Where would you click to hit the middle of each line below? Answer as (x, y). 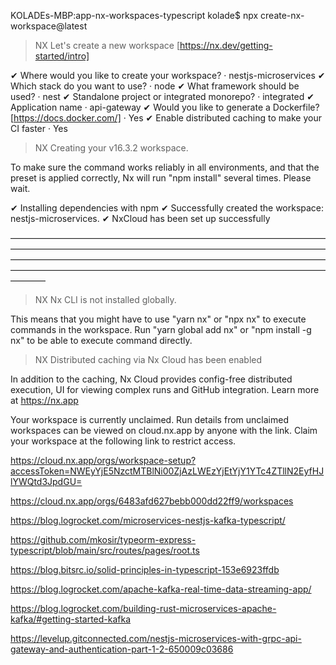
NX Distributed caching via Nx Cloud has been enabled (148, 359)
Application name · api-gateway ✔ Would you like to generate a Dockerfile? (165, 107)
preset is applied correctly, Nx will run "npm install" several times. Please (161, 178)
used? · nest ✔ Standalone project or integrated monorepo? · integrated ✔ (162, 96)
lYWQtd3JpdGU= (46, 481)
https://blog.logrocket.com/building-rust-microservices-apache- (143, 608)
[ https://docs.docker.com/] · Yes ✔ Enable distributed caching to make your (166, 118)
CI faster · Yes (39, 128)
